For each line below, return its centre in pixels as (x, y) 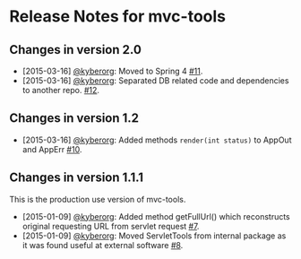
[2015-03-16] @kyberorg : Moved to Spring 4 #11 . (112, 71)
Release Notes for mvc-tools (118, 17)
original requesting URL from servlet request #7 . (111, 226)
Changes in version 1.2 (74, 118)
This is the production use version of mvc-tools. (98, 199)
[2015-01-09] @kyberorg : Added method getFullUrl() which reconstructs (156, 216)
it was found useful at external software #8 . (103, 245)
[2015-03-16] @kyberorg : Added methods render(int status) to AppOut (157, 140)
